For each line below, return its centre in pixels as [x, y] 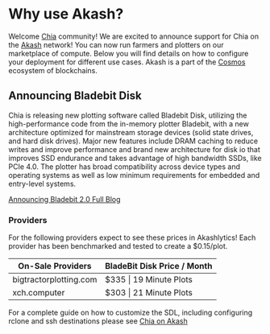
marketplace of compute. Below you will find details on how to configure [129, 53]
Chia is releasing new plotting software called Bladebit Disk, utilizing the [128, 115]
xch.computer [39, 293]
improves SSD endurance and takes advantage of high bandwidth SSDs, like [135, 158]
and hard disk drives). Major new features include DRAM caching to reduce [133, 141]
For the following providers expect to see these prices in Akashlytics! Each [132, 237]
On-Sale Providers [55, 266]
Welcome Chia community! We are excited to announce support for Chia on [134, 36]
